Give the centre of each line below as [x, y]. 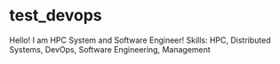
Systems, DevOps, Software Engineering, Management [110, 49]
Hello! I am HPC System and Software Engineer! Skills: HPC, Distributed [140, 40]
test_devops [56, 16]
